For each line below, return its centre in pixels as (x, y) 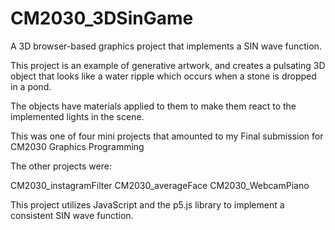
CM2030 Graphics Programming (77, 146)
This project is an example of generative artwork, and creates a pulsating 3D (168, 65)
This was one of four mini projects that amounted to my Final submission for (167, 136)
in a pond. (31, 86)
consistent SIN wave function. (72, 215)
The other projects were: (61, 166)
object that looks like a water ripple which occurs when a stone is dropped (163, 76)
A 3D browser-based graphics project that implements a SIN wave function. (166, 46)
